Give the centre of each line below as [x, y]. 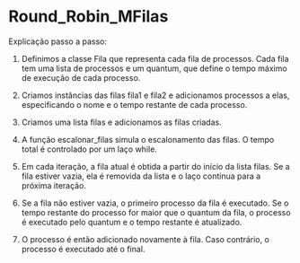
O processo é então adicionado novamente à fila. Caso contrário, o [146, 239]
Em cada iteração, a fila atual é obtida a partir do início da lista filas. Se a [155, 166]
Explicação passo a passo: [57, 41]
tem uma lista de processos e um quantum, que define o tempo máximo [154, 68]
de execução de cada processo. [81, 77]
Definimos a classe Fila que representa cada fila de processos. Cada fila [155, 58]
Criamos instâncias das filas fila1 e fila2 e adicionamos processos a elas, [155, 95]
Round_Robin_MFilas [88, 17]
